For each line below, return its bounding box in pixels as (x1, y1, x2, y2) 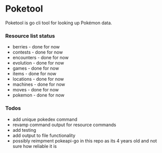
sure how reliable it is (12, 143, 57, 149)
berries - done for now (12, 44, 60, 50)
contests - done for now (12, 49, 63, 56)
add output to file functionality (12, 132, 76, 138)
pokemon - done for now (12, 92, 65, 98)
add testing (12, 127, 36, 133)
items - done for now (12, 71, 57, 77)
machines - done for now (12, 81, 66, 87)
